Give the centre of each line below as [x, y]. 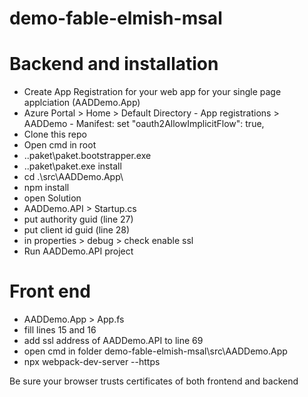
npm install [46, 188]
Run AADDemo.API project [78, 251]
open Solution [52, 198]
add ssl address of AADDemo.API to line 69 [113, 341]
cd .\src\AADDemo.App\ [73, 177]
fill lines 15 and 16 [60, 330]
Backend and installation [114, 64]
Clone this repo [55, 134]
